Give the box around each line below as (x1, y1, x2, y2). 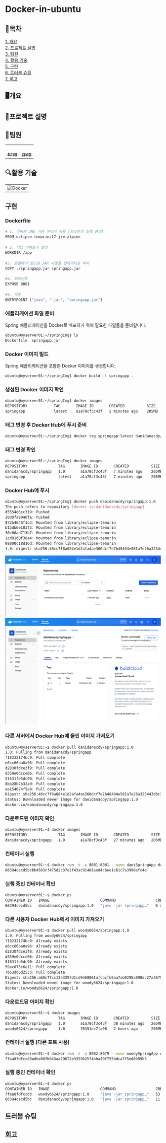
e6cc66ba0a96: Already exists (5, 943, 68, 949)
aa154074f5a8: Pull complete (5, 786, 65, 791)
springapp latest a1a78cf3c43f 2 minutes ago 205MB (5, 409, 158, 414)
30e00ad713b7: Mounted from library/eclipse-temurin (5, 530, 116, 536)
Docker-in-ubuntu (5, 3, 82, 15)
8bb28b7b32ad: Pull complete (5, 781, 65, 786)
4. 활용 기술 (5, 57, 28, 63)
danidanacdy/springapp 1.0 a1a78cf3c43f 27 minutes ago (5, 838, 145, 843)
